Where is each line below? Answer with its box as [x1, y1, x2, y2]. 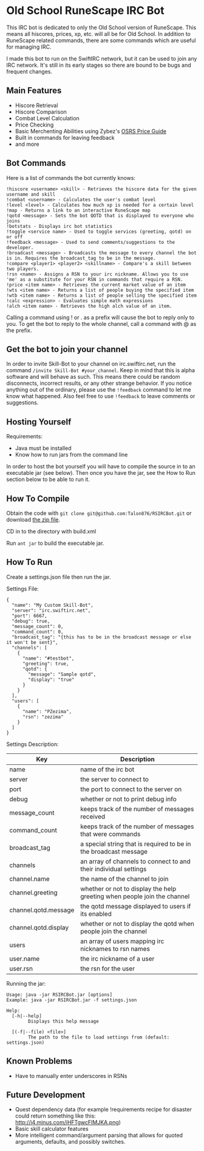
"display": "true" [28, 676, 75, 683]
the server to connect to [80, 775, 149, 783]
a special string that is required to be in [80, 840, 191, 848]
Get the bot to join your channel [6, 344, 128, 354]
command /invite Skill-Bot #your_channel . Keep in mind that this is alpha [6, 367, 195, 374]
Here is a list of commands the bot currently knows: [6, 174, 135, 181]
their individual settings [80, 865, 147, 873]
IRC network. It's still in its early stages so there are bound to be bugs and [6, 61, 191, 69]
